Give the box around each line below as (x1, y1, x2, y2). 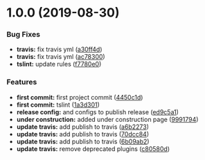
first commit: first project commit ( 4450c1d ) (16, 93, 143, 101)
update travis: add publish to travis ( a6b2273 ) (16, 123, 150, 131)
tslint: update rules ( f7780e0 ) (16, 60, 102, 69)
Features (6, 78, 37, 87)
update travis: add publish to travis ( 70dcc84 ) (16, 130, 150, 138)
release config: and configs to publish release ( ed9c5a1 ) (16, 107, 179, 116)
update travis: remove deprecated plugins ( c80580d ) (16, 144, 170, 153)
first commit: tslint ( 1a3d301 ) (16, 100, 100, 109)
